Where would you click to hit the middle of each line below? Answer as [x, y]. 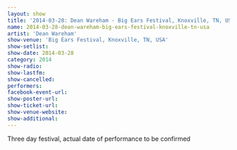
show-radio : [25, 66]
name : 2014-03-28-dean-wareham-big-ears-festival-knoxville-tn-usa [109, 27]
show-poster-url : [33, 99]
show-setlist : [28, 46]
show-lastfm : [26, 73]
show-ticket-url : [33, 106]
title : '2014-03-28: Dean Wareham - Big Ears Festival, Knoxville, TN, [115, 20]
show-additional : [33, 118]
